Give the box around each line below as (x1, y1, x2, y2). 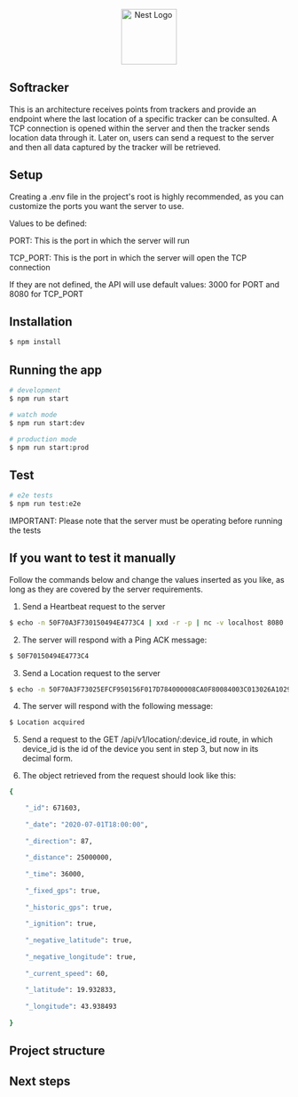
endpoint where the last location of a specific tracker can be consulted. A (9, 113, 278, 124)
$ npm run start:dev (9, 418, 86, 427)
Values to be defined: (9, 218, 87, 229)
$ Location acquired (9, 718, 86, 727)
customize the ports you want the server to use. (9, 200, 184, 211)
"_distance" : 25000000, (25, 853, 114, 862)
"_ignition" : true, (25, 919, 98, 929)
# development (9, 386, 62, 395)
